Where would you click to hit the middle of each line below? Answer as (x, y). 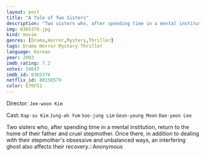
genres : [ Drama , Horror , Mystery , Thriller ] (60, 40)
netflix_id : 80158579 (34, 80)
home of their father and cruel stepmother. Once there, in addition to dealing (103, 133)
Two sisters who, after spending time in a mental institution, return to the (98, 127)
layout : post (23, 12)
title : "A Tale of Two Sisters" (48, 18)
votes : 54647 (23, 69)
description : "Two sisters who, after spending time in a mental (91, 23)
